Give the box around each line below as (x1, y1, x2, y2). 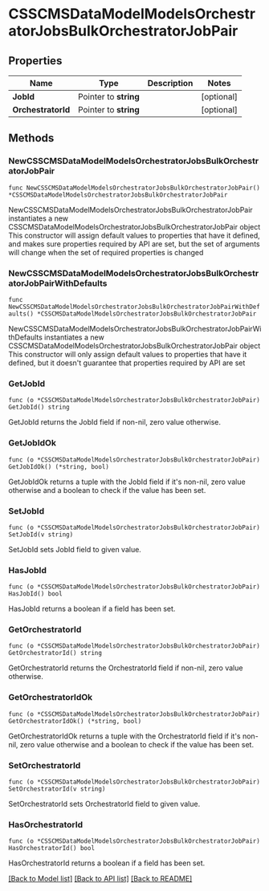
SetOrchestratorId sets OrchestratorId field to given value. (8, 799, 201, 809)
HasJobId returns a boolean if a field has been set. (8, 604, 176, 614)
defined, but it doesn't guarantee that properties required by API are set (8, 358, 246, 368)
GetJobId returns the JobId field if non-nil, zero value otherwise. (8, 417, 222, 427)
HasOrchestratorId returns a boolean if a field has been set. (8, 858, 206, 868)
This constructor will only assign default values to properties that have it (8, 349, 247, 359)
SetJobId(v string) (8, 531, 74, 539)
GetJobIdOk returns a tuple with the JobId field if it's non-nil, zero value (8, 477, 247, 486)
